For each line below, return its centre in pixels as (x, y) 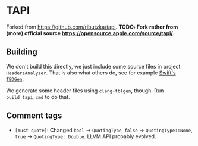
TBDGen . (15, 79)
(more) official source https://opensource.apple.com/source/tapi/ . (90, 33)
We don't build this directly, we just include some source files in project (93, 66)
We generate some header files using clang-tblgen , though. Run (85, 91)
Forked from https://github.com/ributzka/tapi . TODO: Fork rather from (92, 27)
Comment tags (34, 116)
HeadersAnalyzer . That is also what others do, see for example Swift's (91, 73)
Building (22, 52)
